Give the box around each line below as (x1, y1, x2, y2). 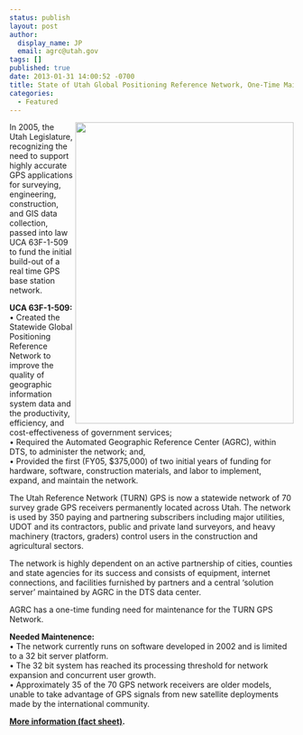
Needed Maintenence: (9, 631, 95, 642)
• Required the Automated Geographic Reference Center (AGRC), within (9, 437, 277, 448)
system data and (9, 398, 72, 409)
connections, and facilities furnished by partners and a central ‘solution (9, 577, 274, 588)
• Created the (9, 312, 60, 323)
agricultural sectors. (9, 541, 84, 552)
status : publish (9, 13, 70, 23)
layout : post (9, 22, 59, 31)
